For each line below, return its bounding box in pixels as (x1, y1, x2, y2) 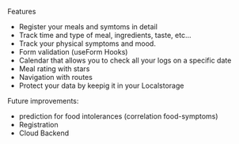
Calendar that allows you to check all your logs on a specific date (18, 55, 232, 65)
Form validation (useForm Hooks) (18, 47, 128, 56)
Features (7, 7, 36, 16)
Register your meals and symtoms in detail (18, 22, 157, 31)
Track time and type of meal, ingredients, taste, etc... (18, 31, 192, 40)
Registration (18, 120, 59, 129)
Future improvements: (7, 97, 79, 105)
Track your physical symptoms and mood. (18, 39, 156, 48)
